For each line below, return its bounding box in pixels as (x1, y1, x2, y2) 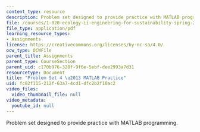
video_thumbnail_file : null (11, 92, 82, 98)
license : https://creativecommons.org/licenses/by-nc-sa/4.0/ (6, 42, 164, 48)
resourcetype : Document (6, 70, 65, 76)
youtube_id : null (11, 102, 55, 109)
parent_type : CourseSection (6, 58, 76, 64)
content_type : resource (6, 8, 65, 15)
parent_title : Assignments (6, 53, 73, 59)
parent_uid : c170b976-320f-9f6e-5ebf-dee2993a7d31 (6, 64, 135, 70)
